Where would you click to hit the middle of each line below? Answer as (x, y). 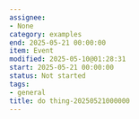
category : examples (46, 34)
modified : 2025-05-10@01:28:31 (68, 59)
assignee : (28, 17)
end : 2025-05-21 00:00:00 (57, 42)
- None (22, 26)
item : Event (31, 51)
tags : (19, 84)
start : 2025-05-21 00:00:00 (62, 68)
